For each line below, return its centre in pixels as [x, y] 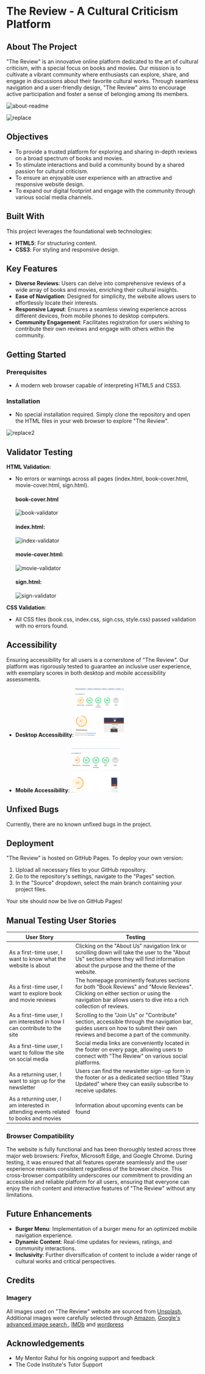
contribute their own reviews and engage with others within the [95, 329]
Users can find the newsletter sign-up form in [133, 1071]
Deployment [30, 843]
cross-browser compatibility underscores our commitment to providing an [99, 1175]
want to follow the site [36, 1053]
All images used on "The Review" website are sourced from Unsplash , [95, 1311]
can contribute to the [35, 1028]
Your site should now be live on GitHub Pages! [65, 901]
